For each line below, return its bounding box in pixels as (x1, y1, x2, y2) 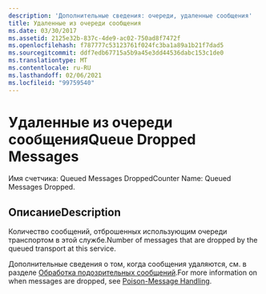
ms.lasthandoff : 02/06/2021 (8, 71, 103, 79)
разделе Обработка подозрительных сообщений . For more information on (8, 268, 258, 277)
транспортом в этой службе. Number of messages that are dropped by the (8, 236, 258, 245)
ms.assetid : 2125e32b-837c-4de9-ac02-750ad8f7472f (8, 34, 181, 42)
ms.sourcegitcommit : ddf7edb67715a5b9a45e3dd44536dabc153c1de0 (8, 49, 224, 57)
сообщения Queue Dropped (8, 130, 196, 148)
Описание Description (8, 205, 122, 219)
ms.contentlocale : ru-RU (8, 64, 91, 72)
